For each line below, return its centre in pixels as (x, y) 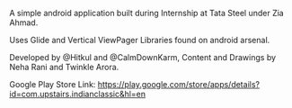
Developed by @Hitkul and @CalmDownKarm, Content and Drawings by (143, 57)
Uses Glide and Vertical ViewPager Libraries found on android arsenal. (140, 40)
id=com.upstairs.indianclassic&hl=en (78, 94)
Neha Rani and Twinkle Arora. (64, 67)
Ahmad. (24, 22)
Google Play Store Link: (53, 84)
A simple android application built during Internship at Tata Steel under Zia (147, 13)
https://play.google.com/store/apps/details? (179, 84)
